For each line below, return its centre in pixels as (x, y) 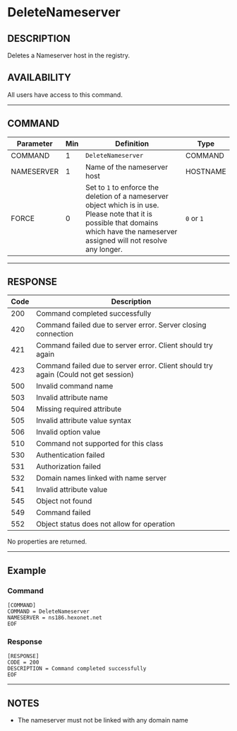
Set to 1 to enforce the (122, 187)
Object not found (64, 501)
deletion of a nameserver (127, 196)
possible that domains (122, 222)
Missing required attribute (79, 409)
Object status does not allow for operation (106, 524)
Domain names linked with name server (102, 478)
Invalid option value (68, 432)
